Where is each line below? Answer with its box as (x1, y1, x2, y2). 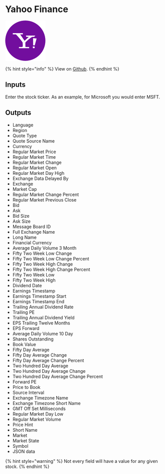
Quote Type (12, 132, 37, 139)
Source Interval (12, 389, 44, 395)
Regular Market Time (12, 154, 56, 160)
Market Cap (12, 186, 37, 192)
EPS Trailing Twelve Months (12, 320, 70, 326)
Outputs (5, 108, 32, 117)
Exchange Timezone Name (12, 394, 69, 401)
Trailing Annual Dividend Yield (12, 314, 75, 320)
